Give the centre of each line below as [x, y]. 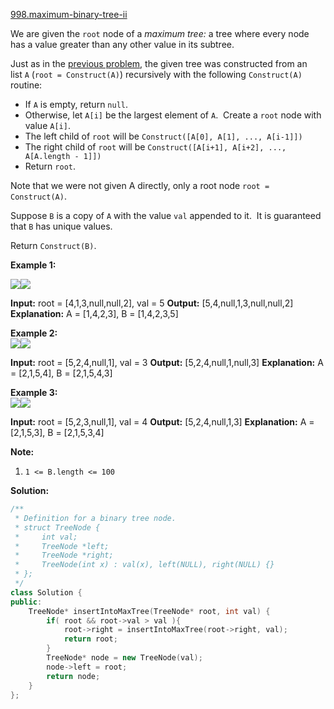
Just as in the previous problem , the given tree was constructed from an [159, 63]
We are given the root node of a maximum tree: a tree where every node [160, 33]
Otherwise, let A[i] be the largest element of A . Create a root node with [173, 115]
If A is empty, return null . [76, 104]
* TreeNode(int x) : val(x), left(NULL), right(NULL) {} [144, 565]
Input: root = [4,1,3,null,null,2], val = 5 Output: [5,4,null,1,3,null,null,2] [152, 303]
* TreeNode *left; [62, 546]
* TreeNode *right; [64, 555]
